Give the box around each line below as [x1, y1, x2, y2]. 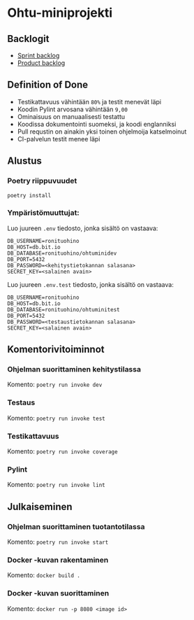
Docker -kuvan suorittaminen [7, 589, 110, 598]
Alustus [7, 155, 42, 167]
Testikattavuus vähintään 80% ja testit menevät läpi [17, 97, 162, 106]
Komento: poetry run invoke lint [7, 481, 106, 489]
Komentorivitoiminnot [7, 344, 105, 355]
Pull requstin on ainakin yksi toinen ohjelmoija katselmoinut [17, 127, 187, 136]
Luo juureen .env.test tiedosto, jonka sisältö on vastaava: [7, 280, 174, 288]
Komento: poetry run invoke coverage [7, 447, 118, 456]
